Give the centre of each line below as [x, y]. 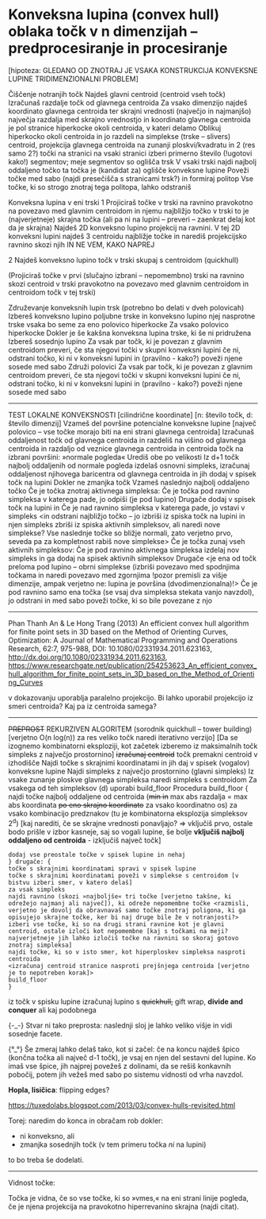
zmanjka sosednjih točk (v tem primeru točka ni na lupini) [113, 1144]
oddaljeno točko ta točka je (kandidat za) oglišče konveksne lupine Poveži [129, 170]
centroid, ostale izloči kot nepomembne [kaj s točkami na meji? [118, 931]
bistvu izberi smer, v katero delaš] [70, 882]
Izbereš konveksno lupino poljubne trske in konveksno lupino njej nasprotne [132, 316]
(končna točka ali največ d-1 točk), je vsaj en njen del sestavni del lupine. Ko [132, 1057]
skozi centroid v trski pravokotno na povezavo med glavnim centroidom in [129, 284]
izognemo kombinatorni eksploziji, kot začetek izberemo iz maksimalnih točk [133, 746]
